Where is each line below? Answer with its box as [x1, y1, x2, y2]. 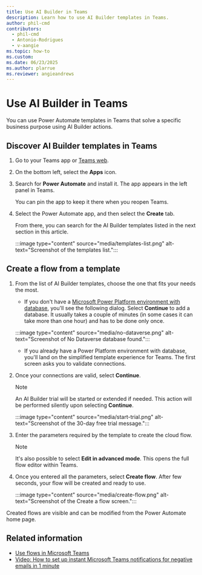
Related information [6, 533, 83, 544]
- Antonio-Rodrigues [11, 37, 64, 43]
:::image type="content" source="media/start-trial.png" [15, 413, 154, 420]
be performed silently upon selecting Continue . [15, 401, 134, 409]
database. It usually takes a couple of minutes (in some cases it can [24, 311, 194, 318]
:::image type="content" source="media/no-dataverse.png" [15, 329, 165, 336]
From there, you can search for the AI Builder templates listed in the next [15, 222, 196, 229]
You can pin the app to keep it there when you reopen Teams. [15, 198, 169, 206]
